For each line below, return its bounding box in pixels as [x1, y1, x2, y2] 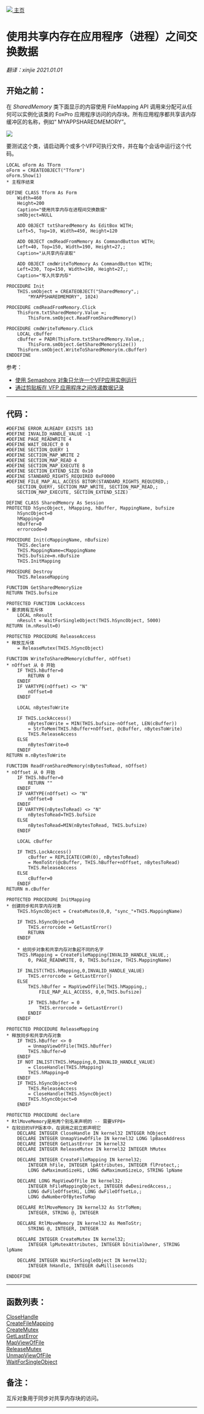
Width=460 [17, 194, 42, 201]
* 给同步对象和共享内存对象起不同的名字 [17, 946, 104, 952]
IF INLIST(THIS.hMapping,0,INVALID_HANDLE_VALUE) [17, 968, 145, 974]
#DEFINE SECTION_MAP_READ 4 [6, 457, 77, 463]
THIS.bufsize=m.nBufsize [17, 553, 80, 559]
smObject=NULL [17, 212, 53, 218]
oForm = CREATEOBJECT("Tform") [6, 167, 85, 173]
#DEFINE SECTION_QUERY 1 [6, 446, 69, 453]
